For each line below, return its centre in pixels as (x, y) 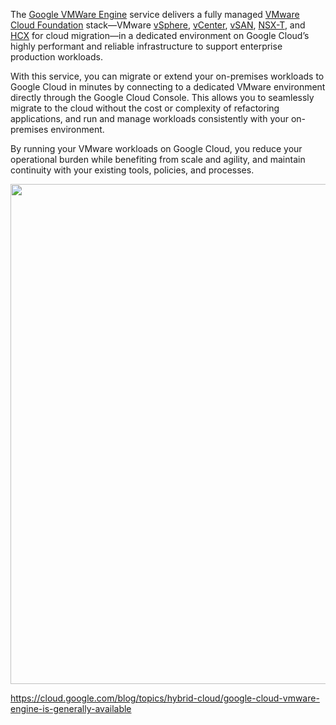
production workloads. (56, 57)
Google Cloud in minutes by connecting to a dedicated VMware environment (168, 87)
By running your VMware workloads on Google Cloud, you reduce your (156, 148)
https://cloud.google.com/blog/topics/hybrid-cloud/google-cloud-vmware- (165, 698)
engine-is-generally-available (71, 708)
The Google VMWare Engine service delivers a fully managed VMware (155, 14)
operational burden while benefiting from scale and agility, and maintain (158, 159)
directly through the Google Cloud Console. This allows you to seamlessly (162, 97)
